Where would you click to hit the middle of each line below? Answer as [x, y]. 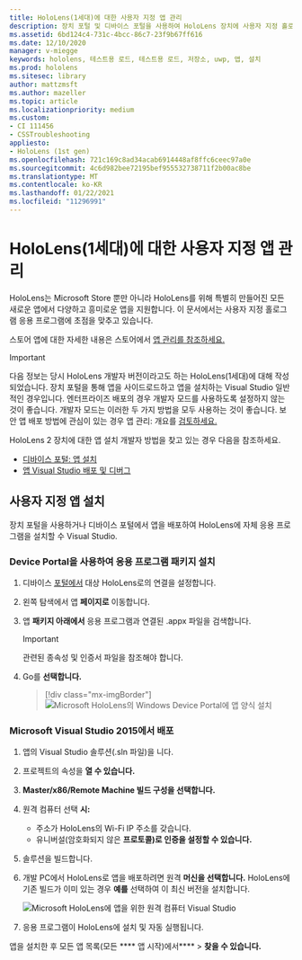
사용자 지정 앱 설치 [57, 501]
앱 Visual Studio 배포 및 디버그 [76, 470]
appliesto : [30, 143]
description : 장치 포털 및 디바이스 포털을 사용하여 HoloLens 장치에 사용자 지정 [144, 26]
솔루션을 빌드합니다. [57, 858]
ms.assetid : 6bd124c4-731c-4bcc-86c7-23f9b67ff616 [106, 34]
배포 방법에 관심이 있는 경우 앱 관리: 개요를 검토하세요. [123, 421]
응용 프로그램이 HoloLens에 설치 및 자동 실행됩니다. [113, 928]
